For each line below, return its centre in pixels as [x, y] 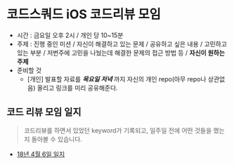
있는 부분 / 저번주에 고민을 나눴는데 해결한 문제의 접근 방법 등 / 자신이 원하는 [121, 53]
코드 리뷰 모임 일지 [44, 112]
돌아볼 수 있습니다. [57, 139]
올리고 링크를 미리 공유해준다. [77, 88]
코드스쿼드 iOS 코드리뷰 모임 [84, 14]
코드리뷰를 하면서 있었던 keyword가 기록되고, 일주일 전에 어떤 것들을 [118, 130]
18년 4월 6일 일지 [41, 154]
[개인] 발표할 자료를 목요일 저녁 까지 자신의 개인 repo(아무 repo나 [117, 79]
